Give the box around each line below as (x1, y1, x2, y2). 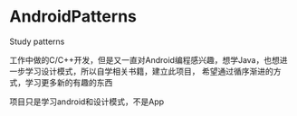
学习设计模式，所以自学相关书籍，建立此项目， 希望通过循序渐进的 (24, 66, 273, 76)
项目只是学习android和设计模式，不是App (9, 96, 165, 107)
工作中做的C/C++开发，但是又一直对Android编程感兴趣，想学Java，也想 (9, 54, 281, 65)
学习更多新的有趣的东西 (24, 76, 113, 87)
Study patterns (9, 36, 65, 47)
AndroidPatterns (9, 6, 138, 27)
